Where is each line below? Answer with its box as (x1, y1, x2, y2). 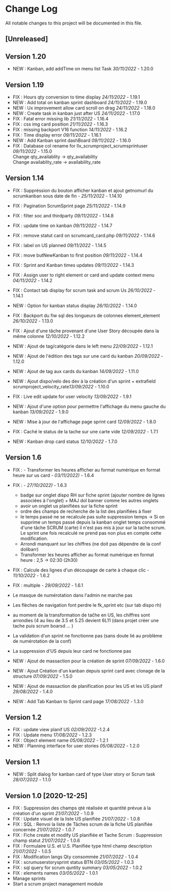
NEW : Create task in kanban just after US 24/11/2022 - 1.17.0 (12, 110, 140, 116)
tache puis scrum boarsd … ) (12, 623, 74, 629)
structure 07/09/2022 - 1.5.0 (12, 673, 73, 679)
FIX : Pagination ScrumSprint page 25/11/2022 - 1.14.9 (12, 203, 126, 209)
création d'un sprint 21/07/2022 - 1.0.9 (12, 810, 94, 816)
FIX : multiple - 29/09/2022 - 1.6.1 (12, 582, 83, 588)
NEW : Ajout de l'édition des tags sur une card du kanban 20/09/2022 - (12, 353, 163, 359)
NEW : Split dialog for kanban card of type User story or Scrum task (12, 771, 156, 777)
